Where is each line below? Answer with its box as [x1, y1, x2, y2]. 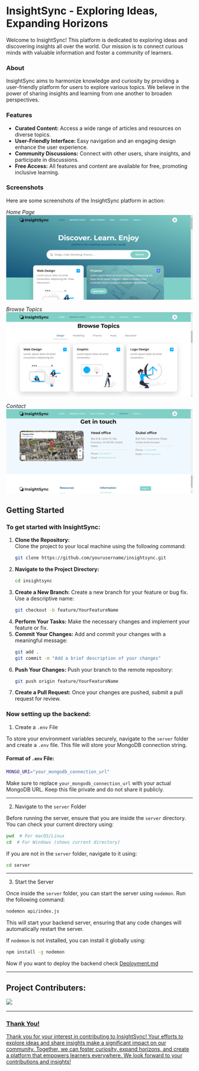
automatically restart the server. [6, 926, 84, 933]
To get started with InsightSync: [6, 523, 101, 531]
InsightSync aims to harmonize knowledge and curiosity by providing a [6, 77, 179, 84]
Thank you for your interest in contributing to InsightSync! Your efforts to [6, 1033, 184, 1040]
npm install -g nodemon [6, 949, 65, 955]
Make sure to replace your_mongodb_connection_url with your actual [6, 779, 172, 787]
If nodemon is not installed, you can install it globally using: [6, 937, 146, 944]
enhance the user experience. [14, 144, 88, 151]
